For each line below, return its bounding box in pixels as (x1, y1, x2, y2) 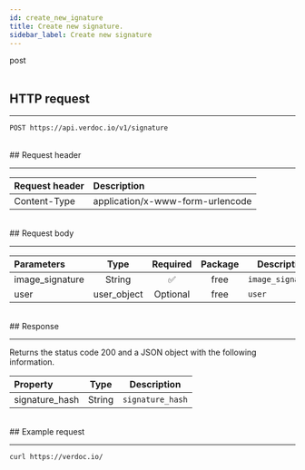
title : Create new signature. (9, 22, 124, 31)
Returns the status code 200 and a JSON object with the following (9, 347, 257, 358)
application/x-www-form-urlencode (93, 195, 252, 208)
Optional (153, 288, 191, 300)
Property (14, 378, 54, 391)
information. (9, 357, 55, 367)
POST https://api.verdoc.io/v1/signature (9, 123, 169, 132)
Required (152, 258, 192, 270)
